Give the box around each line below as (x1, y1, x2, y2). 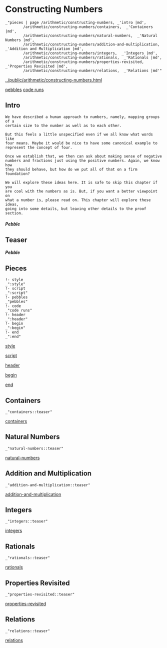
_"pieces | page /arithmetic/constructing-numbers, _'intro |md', (5, 20, 146, 25)
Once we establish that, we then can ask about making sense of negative (5, 153, 162, 158)
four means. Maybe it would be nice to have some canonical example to (5, 140, 157, 145)
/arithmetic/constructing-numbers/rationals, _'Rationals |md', (23, 55, 162, 60)
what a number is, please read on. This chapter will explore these (5, 197, 151, 202)
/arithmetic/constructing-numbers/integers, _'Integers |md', (23, 50, 157, 55)
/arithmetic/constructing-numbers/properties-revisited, (23, 59, 144, 64)
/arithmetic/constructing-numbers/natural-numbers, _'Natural (23, 33, 157, 38)
